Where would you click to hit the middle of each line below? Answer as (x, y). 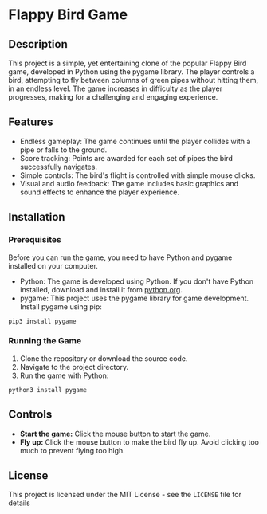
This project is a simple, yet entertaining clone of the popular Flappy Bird (128, 63)
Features (31, 122)
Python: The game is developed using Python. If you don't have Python (137, 281)
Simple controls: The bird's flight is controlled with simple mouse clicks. (137, 175)
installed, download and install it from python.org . (101, 289)
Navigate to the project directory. (74, 367)
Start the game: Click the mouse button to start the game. (115, 434)
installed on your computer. (53, 265)
